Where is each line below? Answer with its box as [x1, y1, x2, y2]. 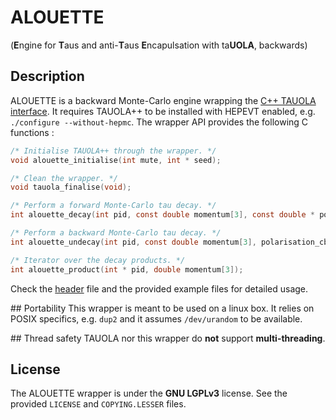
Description [10, 68, 85, 85]
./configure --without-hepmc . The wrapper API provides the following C [10, 116, 309, 128]
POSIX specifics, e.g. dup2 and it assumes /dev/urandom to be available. [10, 312, 303, 325]
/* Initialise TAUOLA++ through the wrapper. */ [10, 146, 217, 156]
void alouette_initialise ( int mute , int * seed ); [10, 155, 222, 165]
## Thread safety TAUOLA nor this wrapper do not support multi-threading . [10, 332, 326, 344]
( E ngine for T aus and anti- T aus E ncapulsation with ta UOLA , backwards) [10, 39, 308, 51]
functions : [10, 126, 55, 138]
